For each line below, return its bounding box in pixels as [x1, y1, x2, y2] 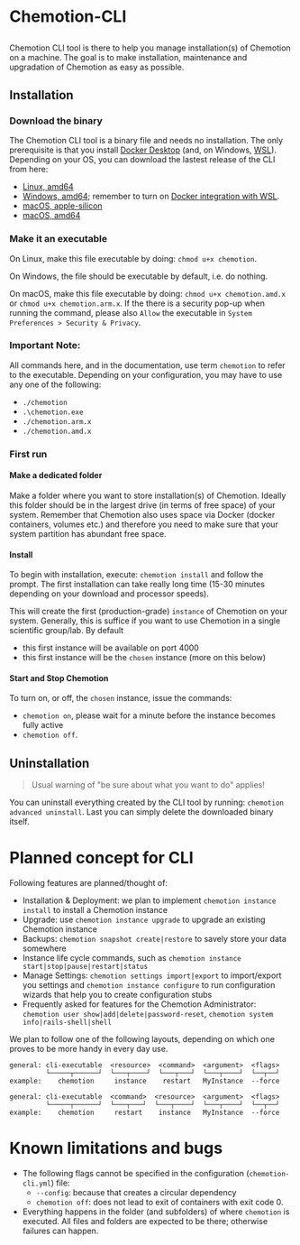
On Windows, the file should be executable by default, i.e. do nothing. [9, 271, 268, 281]
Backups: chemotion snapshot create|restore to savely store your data [22, 934, 286, 945]
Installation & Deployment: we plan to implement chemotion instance [22, 895, 277, 906]
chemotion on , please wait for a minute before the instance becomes [22, 710, 277, 721]
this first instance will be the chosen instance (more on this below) [22, 652, 266, 663]
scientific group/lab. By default [9, 625, 124, 636]
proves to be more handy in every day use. [9, 1044, 168, 1055]
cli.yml [22, 1179, 51, 1188]
